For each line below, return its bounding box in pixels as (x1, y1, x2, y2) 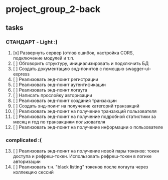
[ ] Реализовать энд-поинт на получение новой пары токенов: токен (13, 148, 159, 154)
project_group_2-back (6, 3, 101, 15)
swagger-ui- (125, 65, 151, 71)
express (13, 71, 30, 77)
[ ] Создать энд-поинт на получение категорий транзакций (13, 102, 140, 108)
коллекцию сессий (13, 169, 54, 175)
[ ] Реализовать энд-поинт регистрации (13, 76, 98, 82)
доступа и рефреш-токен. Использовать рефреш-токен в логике (13, 153, 152, 159)
